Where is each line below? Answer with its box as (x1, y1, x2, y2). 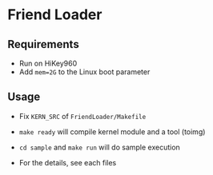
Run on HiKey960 (18, 58, 78, 68)
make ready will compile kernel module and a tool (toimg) (18, 126, 206, 137)
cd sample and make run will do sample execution (18, 142, 181, 152)
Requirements (7, 38, 79, 51)
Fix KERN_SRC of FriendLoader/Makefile (18, 111, 147, 121)
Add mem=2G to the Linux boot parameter (18, 67, 151, 77)
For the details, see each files (18, 157, 117, 167)
